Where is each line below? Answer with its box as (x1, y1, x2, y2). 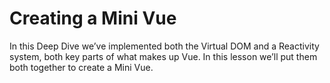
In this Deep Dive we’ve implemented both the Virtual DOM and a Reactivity (9, 40, 320, 52)
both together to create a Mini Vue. (9, 61, 154, 73)
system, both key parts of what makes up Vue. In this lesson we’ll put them (9, 50, 318, 62)
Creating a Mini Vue (9, 7, 177, 30)
